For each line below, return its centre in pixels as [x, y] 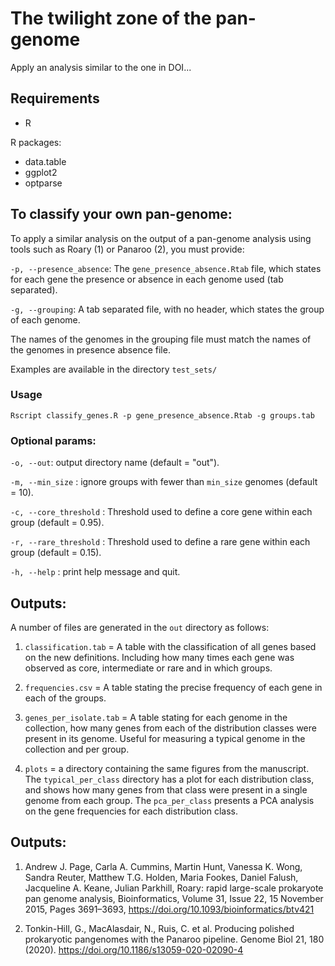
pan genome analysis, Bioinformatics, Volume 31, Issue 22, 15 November [174, 898]
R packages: [36, 142]
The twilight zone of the [111, 18]
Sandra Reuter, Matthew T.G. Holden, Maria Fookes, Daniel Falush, [161, 877]
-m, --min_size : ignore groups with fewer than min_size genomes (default [164, 482]
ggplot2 [41, 172]
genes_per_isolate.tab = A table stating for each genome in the [156, 717]
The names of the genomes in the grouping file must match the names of [161, 339]
